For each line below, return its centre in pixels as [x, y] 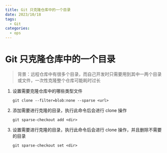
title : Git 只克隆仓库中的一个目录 [38, 10]
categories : [17, 28]
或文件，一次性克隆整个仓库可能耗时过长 [59, 80]
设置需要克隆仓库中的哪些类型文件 [47, 91]
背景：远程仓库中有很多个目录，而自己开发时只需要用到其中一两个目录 [89, 74]
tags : [11, 19]
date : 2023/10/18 [23, 14]
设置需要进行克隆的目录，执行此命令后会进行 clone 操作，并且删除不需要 [87, 129]
